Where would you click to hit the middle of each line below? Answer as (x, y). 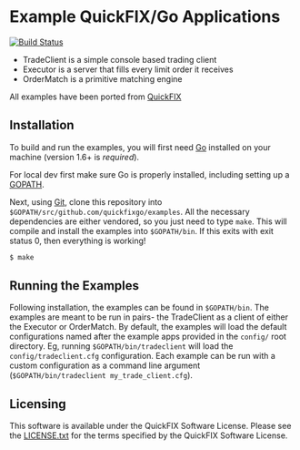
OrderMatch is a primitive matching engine (103, 78)
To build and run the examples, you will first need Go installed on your (140, 147)
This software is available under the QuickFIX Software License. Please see (150, 426)
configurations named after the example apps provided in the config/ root (148, 337)
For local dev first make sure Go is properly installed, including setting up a (150, 174)
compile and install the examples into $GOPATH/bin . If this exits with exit (142, 230)
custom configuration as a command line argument (105, 365)
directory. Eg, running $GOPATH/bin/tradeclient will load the (121, 346)
